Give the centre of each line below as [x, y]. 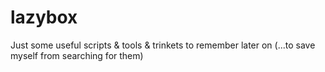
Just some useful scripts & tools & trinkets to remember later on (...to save [163, 45]
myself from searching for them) [77, 55]
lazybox [44, 17]
